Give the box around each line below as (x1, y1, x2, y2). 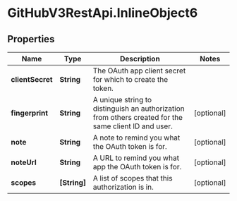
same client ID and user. (92, 121, 173, 131)
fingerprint (11, 108, 48, 118)
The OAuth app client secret (92, 66, 186, 75)
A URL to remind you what (92, 153, 180, 163)
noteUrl (11, 157, 37, 167)
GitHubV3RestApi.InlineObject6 (7, 5, 198, 21)
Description (119, 54, 160, 63)
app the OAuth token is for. (92, 162, 182, 171)
